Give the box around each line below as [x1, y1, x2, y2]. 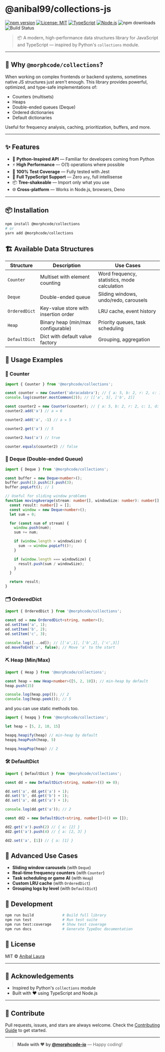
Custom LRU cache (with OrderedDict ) [12, 881, 91, 886]
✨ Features [5, 143, 40, 151]
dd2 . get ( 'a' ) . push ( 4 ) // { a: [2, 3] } [5, 829, 87, 834]
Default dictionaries [12, 114, 53, 120]
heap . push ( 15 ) [5, 683, 34, 688]
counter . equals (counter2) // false [5, 444, 78, 449]
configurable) [40, 325, 72, 332]
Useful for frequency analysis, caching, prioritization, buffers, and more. [5, 124, 151, 130]
